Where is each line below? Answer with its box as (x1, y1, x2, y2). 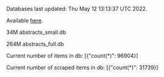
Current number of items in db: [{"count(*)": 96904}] (6, 52, 139, 59)
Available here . (6, 17, 44, 24)
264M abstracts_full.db (6, 41, 65, 47)
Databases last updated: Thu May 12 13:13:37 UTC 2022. (6, 5, 148, 12)
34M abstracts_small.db (6, 28, 67, 36)
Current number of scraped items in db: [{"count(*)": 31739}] (6, 64, 159, 71)
